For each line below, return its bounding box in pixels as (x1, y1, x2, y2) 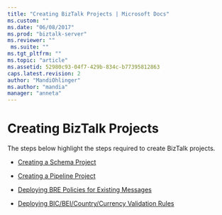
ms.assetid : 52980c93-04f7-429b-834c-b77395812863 (7, 63, 160, 70)
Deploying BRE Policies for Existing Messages (17, 186, 152, 194)
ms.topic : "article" (7, 57, 69, 64)
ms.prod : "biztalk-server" (7, 30, 87, 38)
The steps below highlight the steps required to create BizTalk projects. (7, 144, 216, 153)
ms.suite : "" (10, 43, 50, 51)
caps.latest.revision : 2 (7, 70, 81, 77)
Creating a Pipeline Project (17, 172, 96, 180)
